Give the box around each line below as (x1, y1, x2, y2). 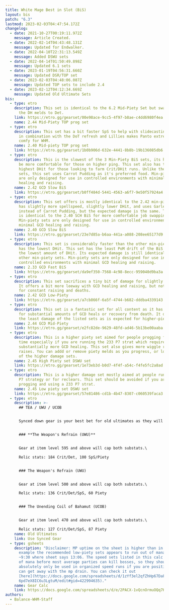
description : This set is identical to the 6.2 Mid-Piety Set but (14, 106, 156, 111)
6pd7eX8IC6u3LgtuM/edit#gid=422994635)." (18, 578, 107, 583)
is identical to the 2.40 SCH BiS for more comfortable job (18, 213, 147, 218)
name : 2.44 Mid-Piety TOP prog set (14, 119, 89, 125)
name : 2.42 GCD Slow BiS (14, 185, 66, 190)
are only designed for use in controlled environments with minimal (18, 176, 165, 181)
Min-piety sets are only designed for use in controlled (18, 218, 141, 223)
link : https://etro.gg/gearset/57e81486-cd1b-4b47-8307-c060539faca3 (14, 391, 163, 396)
